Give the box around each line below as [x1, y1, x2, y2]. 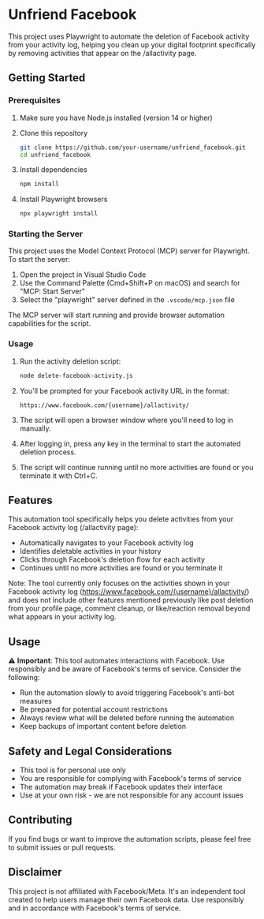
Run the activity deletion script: [19, 357, 121, 366]
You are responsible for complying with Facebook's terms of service [19, 774, 242, 783]
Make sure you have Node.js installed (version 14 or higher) [19, 113, 213, 122]
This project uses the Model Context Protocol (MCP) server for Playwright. [8, 246, 250, 256]
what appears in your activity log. [8, 612, 117, 622]
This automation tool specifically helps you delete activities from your [8, 514, 234, 524]
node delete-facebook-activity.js [19, 372, 133, 379]
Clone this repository [19, 128, 88, 137]
